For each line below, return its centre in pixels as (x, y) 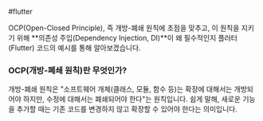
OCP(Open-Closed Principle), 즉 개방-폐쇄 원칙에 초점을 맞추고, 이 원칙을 (124, 28)
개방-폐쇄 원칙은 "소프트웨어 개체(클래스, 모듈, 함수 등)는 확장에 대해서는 (120, 89)
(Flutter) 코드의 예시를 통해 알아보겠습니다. (75, 48)
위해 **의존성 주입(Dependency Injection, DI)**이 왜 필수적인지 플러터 (127, 38)
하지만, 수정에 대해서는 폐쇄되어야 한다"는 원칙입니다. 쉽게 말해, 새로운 (132, 100)
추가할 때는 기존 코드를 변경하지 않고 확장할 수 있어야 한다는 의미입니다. (127, 109)
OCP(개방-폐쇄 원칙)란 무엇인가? (68, 70)
